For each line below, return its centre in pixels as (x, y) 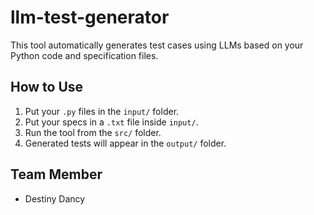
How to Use (47, 87)
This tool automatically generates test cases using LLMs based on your (157, 45)
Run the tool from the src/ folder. (93, 132)
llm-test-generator (90, 17)
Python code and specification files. (84, 55)
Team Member (56, 174)
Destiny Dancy (55, 198)
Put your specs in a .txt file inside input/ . (111, 122)
